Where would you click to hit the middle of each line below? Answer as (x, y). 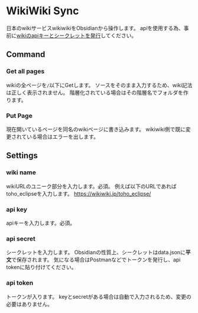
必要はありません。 (30, 304)
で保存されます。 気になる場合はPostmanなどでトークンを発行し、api (96, 260)
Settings (22, 156)
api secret (21, 238)
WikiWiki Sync (43, 11)
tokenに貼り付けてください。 (41, 267)
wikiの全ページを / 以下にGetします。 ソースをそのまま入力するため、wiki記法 (99, 85)
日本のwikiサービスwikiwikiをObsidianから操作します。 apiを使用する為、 (95, 28)
